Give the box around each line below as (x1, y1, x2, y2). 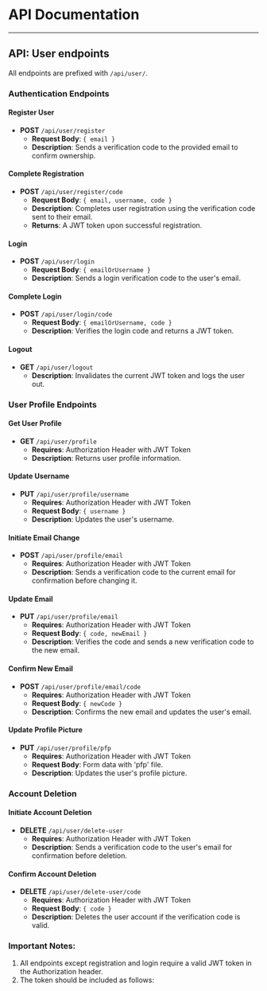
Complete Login (8, 291, 62, 301)
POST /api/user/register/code (19, 187, 123, 197)
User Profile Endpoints (8, 399, 97, 410)
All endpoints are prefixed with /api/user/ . (8, 68, 149, 77)
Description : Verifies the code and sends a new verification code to (31, 637, 254, 646)
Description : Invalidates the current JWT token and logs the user (31, 370, 245, 380)
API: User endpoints (8, 47, 110, 60)
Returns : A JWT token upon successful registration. (31, 220, 203, 230)
